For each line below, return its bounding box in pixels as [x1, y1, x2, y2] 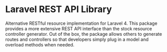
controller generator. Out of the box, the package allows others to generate [5, 31, 162, 37]
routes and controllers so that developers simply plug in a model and [5, 36, 149, 42]
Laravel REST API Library [5, 4, 112, 15]
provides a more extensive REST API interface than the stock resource [5, 25, 152, 31]
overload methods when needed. [5, 41, 75, 47]
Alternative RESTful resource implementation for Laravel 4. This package [5, 20, 157, 26]
